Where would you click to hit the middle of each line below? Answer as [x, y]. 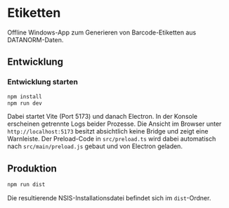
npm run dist [26, 185]
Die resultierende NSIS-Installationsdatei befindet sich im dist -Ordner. [109, 198]
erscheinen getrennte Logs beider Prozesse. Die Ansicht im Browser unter [115, 124]
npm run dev [25, 103]
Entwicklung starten [43, 82]
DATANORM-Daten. [35, 39]
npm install [25, 96]
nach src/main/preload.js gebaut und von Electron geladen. [95, 146]
